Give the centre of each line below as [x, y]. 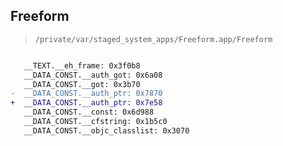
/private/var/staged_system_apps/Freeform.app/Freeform [153, 39]
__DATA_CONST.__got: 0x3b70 [82, 84]
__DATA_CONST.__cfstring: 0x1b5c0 [95, 122]
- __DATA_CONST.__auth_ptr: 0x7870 [86, 94]
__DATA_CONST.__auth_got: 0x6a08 [93, 75]
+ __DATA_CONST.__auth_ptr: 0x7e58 [86, 103]
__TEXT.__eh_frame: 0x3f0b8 [82, 65]
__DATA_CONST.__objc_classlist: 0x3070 [106, 130]
